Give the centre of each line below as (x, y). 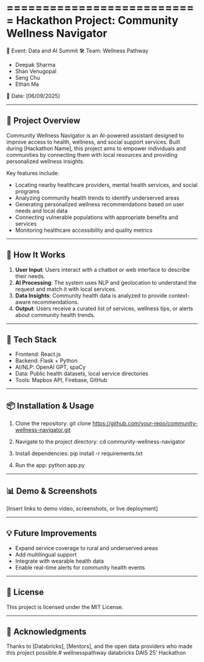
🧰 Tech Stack (32, 339)
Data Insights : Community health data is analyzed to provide (91, 295)
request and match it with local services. (66, 289)
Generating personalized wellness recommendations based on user (100, 204)
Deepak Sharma (35, 64)
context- (179, 295)
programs (27, 191)
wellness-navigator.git (43, 430)
